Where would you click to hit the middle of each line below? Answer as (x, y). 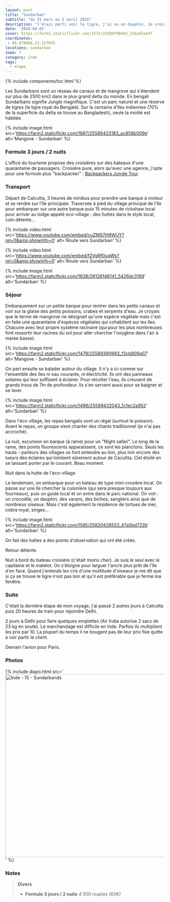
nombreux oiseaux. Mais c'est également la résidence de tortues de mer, (81, 504)
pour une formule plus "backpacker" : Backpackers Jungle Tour (72, 174)
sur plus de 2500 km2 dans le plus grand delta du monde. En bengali (77, 97)
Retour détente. (22, 550)
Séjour (13, 294)
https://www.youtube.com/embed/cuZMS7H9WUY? (70, 235)
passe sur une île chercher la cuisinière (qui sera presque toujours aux (78, 488)
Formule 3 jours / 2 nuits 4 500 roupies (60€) (73, 894)
